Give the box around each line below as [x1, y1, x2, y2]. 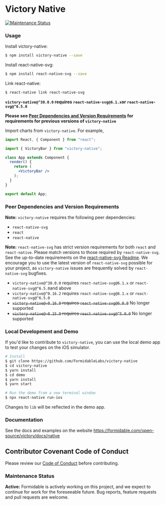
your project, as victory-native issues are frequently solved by [5, 265, 134, 271]
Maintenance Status [5, 473, 55, 480]
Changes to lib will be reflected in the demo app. [5, 404, 106, 410]
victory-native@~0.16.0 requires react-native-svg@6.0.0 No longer [12, 300, 150, 306]
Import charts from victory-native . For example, [5, 127, 104, 133]
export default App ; [5, 191, 48, 196]
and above [50, 285, 71, 291]
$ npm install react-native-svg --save [5, 72, 87, 77]
